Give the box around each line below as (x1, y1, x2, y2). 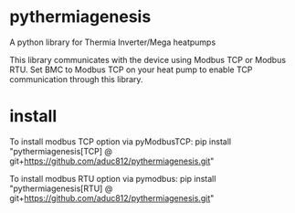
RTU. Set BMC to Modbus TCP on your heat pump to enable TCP (9, 64, 253, 75)
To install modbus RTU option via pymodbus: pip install (9, 173, 216, 184)
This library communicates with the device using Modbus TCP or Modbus (9, 54, 286, 65)
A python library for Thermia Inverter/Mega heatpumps (9, 37, 216, 48)
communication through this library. (9, 73, 143, 84)
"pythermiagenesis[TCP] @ (9, 145, 112, 156)
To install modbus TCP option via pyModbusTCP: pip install (9, 135, 231, 147)
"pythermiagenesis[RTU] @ (9, 183, 113, 194)
